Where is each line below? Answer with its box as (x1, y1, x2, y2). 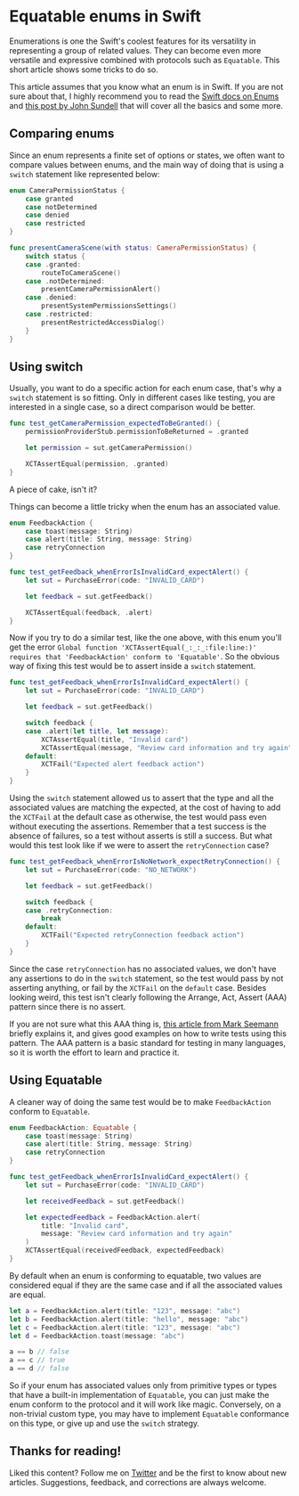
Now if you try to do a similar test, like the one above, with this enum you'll (9, 633, 282, 643)
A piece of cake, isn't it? (9, 484, 98, 495)
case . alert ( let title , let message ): (25, 726, 169, 736)
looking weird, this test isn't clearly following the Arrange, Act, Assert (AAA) (9, 992, 287, 1002)
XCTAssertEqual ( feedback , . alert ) (25, 608, 153, 617)
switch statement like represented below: (9, 168, 160, 179)
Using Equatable (9, 1073, 102, 1088)
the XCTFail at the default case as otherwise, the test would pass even (9, 812, 267, 822)
